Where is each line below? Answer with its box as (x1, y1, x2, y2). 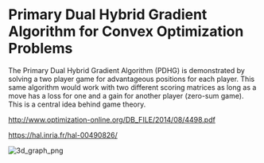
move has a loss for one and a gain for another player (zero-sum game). (8, 91, 244, 100)
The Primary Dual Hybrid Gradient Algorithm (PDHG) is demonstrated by (8, 65, 245, 75)
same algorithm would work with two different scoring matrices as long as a (8, 82, 257, 92)
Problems (8, 40, 73, 57)
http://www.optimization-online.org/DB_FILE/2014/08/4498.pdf (8, 114, 216, 124)
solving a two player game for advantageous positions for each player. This (8, 74, 255, 83)
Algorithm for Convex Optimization (8, 22, 244, 41)
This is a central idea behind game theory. (8, 99, 146, 109)
